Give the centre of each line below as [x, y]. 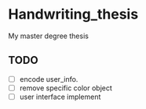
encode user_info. [49, 79]
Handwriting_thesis [73, 14]
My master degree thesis [48, 36]
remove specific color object [66, 88]
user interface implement [60, 97]
